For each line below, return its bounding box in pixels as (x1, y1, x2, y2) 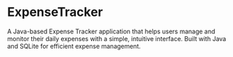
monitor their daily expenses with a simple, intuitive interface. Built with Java (7, 34, 227, 42)
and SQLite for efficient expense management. (7, 42, 141, 50)
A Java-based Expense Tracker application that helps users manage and (7, 27, 216, 35)
